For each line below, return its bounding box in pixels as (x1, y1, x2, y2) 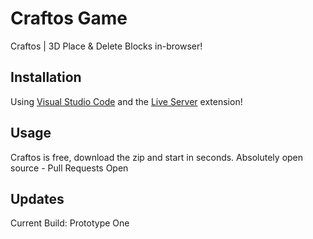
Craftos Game (10, 7, 128, 30)
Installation (10, 69, 82, 86)
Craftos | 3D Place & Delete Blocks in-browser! (10, 40, 203, 52)
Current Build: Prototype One (10, 217, 130, 229)
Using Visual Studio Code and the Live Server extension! (10, 95, 243, 107)
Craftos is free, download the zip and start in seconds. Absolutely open (10, 151, 304, 163)
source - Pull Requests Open (10, 162, 129, 174)
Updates (10, 190, 65, 207)
